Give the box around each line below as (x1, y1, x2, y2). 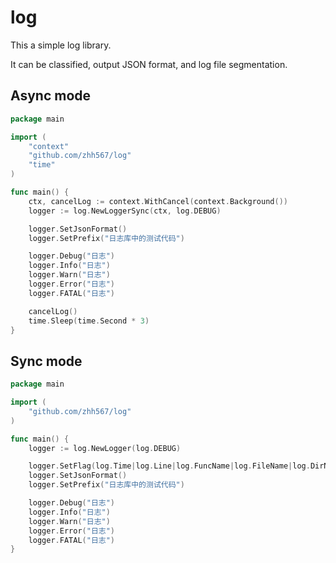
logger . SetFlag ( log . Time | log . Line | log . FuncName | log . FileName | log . (28, 461, 311, 471)
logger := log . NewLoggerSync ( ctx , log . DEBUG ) (28, 206, 222, 216)
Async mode (10, 87, 92, 105)
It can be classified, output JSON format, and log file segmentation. (10, 58, 288, 70)
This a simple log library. (10, 39, 112, 51)
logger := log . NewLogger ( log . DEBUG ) (28, 443, 182, 453)
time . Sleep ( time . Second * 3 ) (28, 316, 150, 326)
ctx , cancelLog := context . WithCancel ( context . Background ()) (28, 196, 288, 206)
